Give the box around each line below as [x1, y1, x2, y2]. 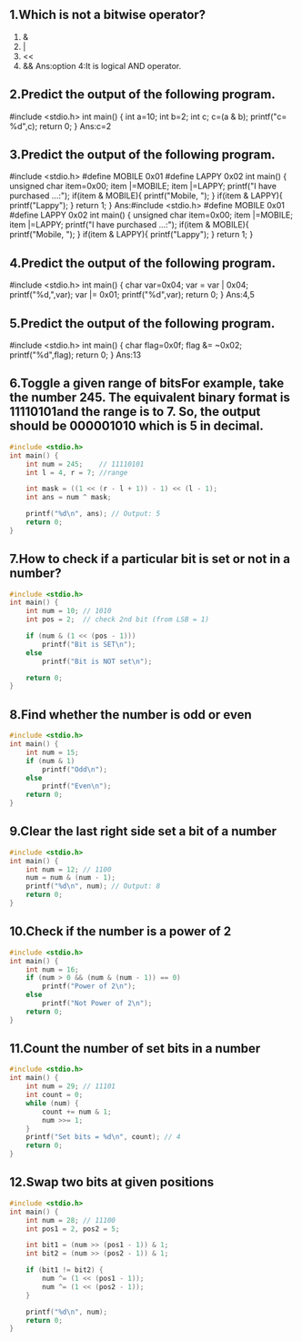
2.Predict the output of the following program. [9, 86, 276, 103]
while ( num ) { [25, 1098, 79, 1108]
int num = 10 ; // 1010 [25, 607, 112, 616]
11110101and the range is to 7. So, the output [9, 404, 261, 419]
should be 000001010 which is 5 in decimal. [9, 418, 264, 434]
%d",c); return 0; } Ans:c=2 [9, 120, 112, 131]
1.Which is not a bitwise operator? [9, 7, 206, 23]
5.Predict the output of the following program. [9, 316, 276, 331]
